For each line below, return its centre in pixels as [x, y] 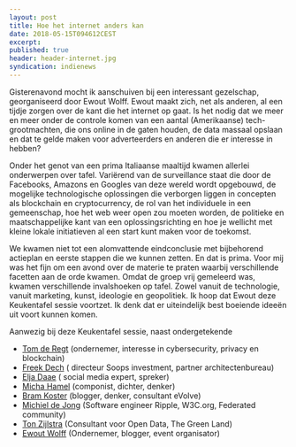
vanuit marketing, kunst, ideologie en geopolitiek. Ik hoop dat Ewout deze [143, 295]
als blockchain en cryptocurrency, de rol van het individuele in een [130, 203]
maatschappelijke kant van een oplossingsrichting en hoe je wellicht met [141, 221]
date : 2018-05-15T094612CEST [63, 34]
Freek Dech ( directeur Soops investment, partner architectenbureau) [148, 367]
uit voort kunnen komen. [53, 314]
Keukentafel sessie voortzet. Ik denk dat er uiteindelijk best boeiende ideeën [148, 304]
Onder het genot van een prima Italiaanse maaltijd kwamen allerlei [129, 166]
